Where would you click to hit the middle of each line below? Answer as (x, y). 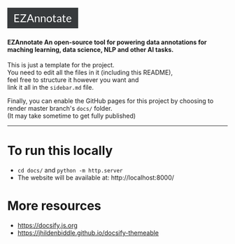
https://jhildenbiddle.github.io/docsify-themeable (88, 233)
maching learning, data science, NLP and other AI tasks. (91, 49)
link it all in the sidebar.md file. (51, 88)
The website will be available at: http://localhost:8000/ (96, 178)
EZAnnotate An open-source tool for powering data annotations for (107, 42)
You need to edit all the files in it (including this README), (90, 73)
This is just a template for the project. (61, 65)
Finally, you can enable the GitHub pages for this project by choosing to (111, 101)
